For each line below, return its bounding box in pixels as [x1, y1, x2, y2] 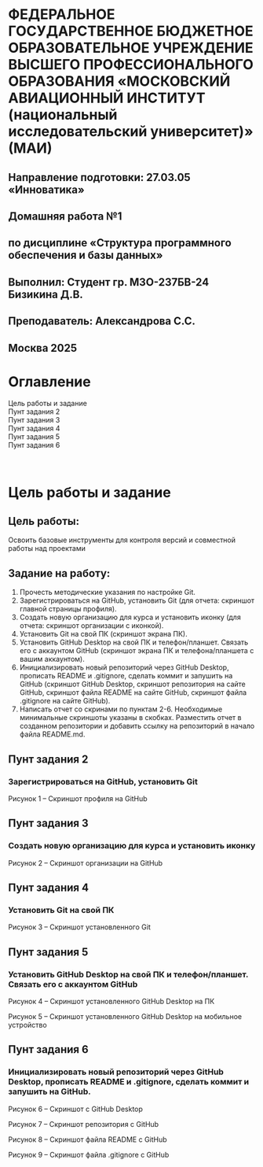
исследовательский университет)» [8, 123, 254, 141]
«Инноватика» [8, 183, 85, 196]
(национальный [8, 106, 118, 124]
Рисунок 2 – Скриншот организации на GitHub [8, 858, 163, 867]
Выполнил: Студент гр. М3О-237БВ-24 [8, 275, 210, 289]
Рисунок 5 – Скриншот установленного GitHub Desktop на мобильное [8, 1012, 242, 1021]
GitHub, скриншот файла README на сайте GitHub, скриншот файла [19, 688, 247, 697]
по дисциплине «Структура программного [8, 236, 232, 249]
